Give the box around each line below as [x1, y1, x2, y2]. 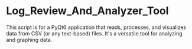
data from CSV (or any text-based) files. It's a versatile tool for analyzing [6, 30, 183, 37]
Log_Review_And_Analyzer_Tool [6, 4, 169, 18]
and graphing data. [6, 36, 53, 43]
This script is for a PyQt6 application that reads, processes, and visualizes [6, 24, 187, 31]
